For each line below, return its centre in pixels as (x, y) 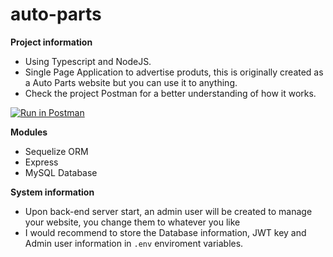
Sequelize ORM (56, 151)
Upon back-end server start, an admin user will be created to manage (168, 211)
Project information (51, 42)
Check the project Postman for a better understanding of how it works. (170, 93)
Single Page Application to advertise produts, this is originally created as (174, 72)
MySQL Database (61, 172)
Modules (29, 132)
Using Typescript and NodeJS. (88, 61)
